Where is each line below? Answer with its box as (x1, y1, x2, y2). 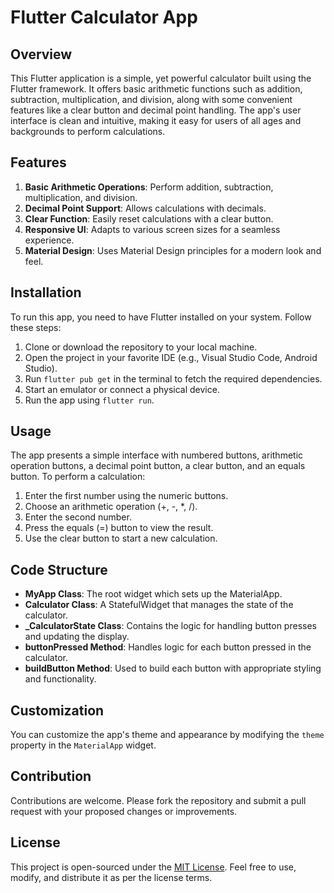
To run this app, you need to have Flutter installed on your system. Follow (10, 311, 312, 323)
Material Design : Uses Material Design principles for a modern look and (24, 244, 322, 256)
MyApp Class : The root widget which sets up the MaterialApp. (24, 588, 283, 600)
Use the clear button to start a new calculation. (24, 532, 218, 545)
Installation (10, 284, 82, 301)
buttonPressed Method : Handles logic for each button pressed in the (24, 641, 312, 653)
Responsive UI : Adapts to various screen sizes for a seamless (24, 223, 281, 235)
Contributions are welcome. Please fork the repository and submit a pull (10, 794, 307, 806)
